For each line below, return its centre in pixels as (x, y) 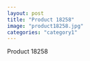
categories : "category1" (42, 32)
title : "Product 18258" (41, 20)
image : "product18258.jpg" (45, 26)
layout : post (26, 13)
